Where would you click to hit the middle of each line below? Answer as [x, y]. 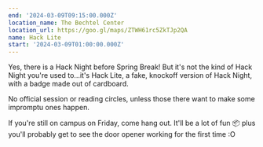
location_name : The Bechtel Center [66, 23]
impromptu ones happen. [49, 108]
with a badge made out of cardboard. [68, 84]
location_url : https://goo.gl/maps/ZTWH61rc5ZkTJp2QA [98, 30]
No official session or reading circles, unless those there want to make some [131, 99]
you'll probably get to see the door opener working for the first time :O [122, 134]
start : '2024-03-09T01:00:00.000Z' [66, 45]
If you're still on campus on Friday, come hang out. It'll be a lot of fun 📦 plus [132, 123]
